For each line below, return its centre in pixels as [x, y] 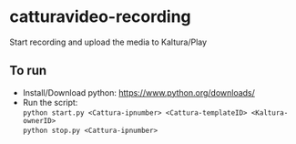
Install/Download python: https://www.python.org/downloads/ [138, 92]
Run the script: [50, 102]
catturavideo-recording [100, 17]
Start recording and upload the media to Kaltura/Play [108, 42]
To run [28, 71]
